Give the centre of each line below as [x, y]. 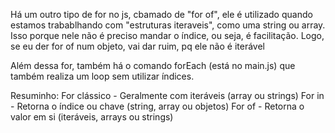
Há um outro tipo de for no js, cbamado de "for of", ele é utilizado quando [161, 14]
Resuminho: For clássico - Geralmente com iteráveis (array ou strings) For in [167, 95]
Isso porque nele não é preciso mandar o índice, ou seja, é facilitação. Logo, [167, 35]
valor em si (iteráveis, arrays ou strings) [92, 117]
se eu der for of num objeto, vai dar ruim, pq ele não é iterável [137, 46]
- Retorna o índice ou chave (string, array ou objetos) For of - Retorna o [157, 106]
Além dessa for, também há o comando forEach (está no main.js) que [153, 65]
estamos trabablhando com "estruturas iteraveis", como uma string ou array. [168, 25]
